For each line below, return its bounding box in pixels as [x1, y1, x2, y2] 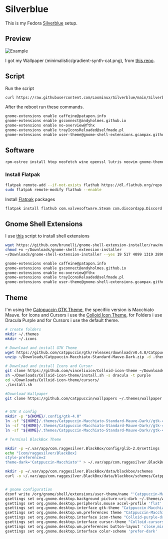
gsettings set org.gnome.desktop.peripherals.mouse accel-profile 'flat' [5, 501, 162, 506]
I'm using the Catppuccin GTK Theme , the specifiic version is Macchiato [5, 306, 154, 313]
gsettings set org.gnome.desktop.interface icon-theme [5, 515, 122, 520]
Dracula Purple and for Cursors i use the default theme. [5, 317, 119, 323]
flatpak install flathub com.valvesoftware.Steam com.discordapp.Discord [5, 206, 162, 211]
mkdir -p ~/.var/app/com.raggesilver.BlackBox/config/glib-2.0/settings [5, 446, 160, 451]
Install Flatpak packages [5, 196, 55, 202]
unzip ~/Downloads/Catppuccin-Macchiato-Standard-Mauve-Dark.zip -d [5, 354, 151, 359]
